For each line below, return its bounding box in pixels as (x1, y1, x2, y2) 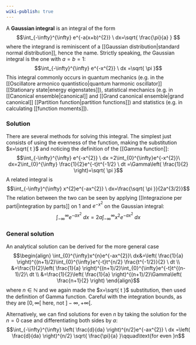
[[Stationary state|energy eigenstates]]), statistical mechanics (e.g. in (6, 86, 173, 93)
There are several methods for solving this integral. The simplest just (6, 132, 171, 139)
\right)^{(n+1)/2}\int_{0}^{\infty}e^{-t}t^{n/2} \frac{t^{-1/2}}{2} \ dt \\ (16, 258, 180, 265)
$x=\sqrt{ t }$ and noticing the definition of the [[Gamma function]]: (6, 145, 169, 152)
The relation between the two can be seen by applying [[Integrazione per (6, 194, 183, 201)
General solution (6, 230, 54, 238)
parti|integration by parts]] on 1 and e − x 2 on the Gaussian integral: (6, 200, 165, 210)
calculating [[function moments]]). (6, 105, 89, 112)
